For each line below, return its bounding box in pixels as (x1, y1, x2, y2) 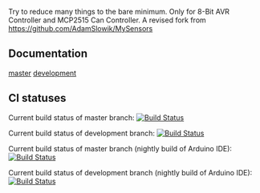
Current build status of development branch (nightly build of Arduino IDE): (8, 167, 253, 177)
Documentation (8, 47, 88, 61)
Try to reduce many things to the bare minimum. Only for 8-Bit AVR (8, 7, 230, 16)
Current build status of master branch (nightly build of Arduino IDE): (8, 143, 233, 153)
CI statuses (8, 91, 67, 105)
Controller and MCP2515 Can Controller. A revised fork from (8, 15, 206, 25)
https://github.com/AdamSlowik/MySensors (8, 24, 153, 33)
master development (8, 68, 77, 78)
